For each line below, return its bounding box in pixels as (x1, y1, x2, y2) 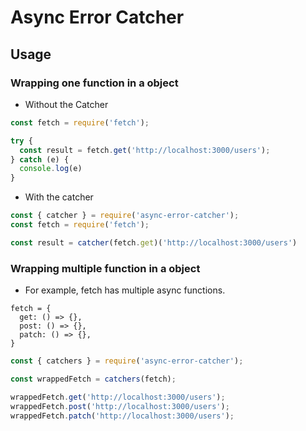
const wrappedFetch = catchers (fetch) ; (10, 374, 177, 384)
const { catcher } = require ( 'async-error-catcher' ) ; (10, 211, 240, 221)
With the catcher (24, 191, 94, 203)
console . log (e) (19, 164, 83, 174)
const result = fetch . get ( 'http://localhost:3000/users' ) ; (19, 145, 271, 155)
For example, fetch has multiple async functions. (24, 284, 226, 296)
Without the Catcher (24, 98, 109, 110)
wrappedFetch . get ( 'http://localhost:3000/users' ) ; (10, 392, 226, 402)
